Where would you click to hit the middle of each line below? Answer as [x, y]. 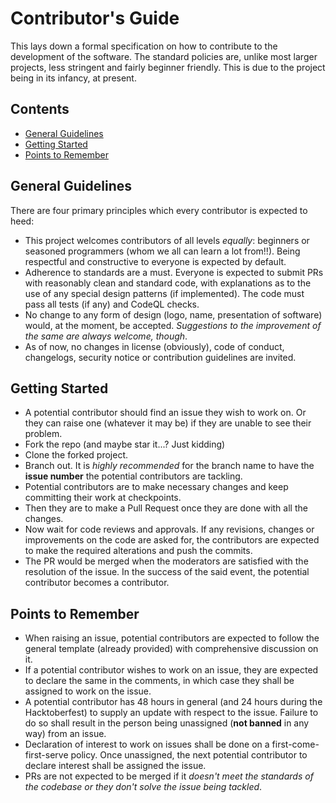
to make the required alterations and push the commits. [138, 551]
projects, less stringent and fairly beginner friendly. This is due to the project [168, 67]
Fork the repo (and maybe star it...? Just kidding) [125, 444]
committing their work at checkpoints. [103, 498]
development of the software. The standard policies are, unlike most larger [164, 56]
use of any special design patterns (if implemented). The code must [164, 293]
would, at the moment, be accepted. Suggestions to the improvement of [173, 325]
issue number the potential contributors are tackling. [133, 476]
